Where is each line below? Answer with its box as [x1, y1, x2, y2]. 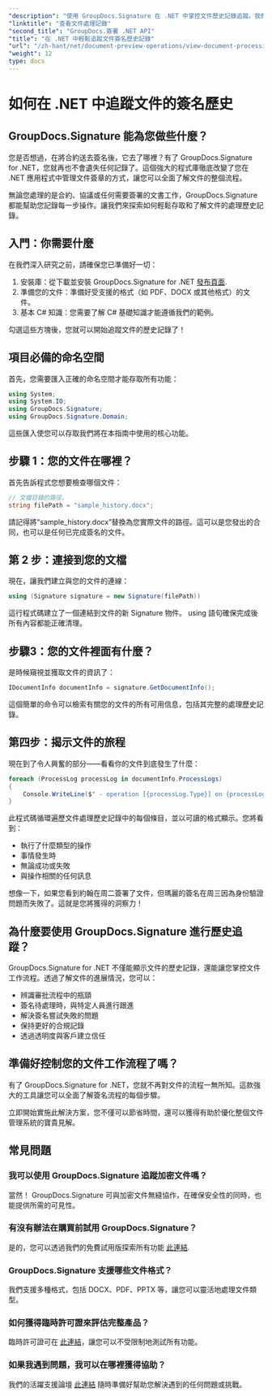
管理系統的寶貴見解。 [8, 1118, 79, 1127]
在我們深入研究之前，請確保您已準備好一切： [8, 259, 158, 269]
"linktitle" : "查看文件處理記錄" [8, 19, 112, 28]
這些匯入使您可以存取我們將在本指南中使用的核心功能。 [8, 428, 193, 438]
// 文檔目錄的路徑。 [8, 493, 68, 502]
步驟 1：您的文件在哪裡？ [8, 454, 134, 468]
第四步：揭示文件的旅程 [8, 736, 125, 750]
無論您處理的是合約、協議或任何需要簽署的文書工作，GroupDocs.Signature [8, 190, 257, 200]
